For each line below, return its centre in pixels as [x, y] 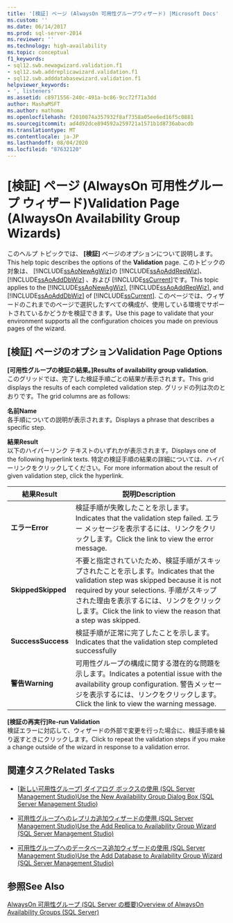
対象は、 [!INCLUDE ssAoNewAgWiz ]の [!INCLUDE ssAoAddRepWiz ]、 [106, 271]
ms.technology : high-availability [57, 46]
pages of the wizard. [37, 328]
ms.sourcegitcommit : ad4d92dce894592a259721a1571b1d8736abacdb [101, 123]
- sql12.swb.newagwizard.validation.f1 [65, 65]
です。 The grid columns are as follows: [75, 396]
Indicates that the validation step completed [147, 642]
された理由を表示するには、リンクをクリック [148, 600]
